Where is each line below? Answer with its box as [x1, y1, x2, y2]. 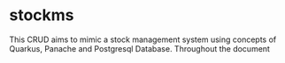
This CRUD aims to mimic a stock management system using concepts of [9, 34, 277, 45]
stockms [9, 5, 74, 25]
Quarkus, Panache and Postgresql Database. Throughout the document [9, 43, 270, 53]
